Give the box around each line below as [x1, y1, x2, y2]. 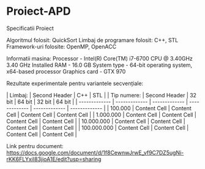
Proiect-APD [6, 4, 71, 18]
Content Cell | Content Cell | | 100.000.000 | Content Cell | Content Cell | [6, 124, 189, 131]
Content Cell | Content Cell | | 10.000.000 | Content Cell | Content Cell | [6, 118, 185, 125]
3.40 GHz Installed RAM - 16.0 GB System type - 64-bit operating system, [6, 61, 193, 69]
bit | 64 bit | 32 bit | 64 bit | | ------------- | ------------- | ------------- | [6, 98, 188, 105]
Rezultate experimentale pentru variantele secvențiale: [6, 80, 144, 87]
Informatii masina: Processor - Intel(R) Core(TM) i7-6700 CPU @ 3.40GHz [6, 54, 193, 62]
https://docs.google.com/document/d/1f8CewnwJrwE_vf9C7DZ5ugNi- [6, 149, 184, 156]
